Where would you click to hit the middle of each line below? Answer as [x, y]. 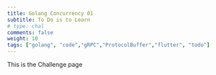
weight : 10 [23, 39]
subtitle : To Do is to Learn [49, 20]
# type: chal [26, 26]
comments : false [30, 32]
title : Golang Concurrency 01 [50, 13]
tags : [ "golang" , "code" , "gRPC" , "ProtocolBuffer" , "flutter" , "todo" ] [109, 45]
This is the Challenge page [45, 64]
